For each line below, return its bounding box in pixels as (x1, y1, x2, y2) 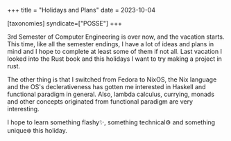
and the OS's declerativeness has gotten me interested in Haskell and (7, 83, 206, 91)
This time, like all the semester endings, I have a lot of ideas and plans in (7, 40, 214, 48)
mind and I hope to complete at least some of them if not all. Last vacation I (7, 48, 222, 55)
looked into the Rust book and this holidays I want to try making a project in (7, 55, 222, 63)
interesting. (7, 105, 40, 113)
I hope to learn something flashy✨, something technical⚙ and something (7, 118, 216, 126)
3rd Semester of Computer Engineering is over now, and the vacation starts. (7, 32, 225, 41)
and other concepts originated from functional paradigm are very (7, 97, 193, 106)
